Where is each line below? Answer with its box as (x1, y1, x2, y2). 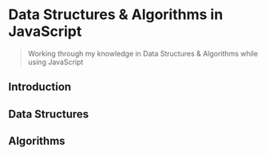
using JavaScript (27, 57, 84, 67)
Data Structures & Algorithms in (8, 6, 224, 24)
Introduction (8, 80, 72, 94)
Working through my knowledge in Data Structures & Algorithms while (27, 48, 258, 58)
